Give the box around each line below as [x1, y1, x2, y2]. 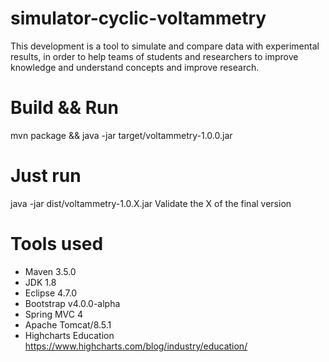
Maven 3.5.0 [24, 265, 77, 277]
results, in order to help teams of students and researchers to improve [10, 50, 299, 62]
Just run [10, 165, 82, 187]
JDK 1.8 [24, 276, 57, 288]
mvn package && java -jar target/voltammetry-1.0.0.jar [10, 129, 233, 141]
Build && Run [10, 97, 119, 119]
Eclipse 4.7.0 [24, 287, 78, 299]
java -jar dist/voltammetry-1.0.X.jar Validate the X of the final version [10, 197, 292, 209]
